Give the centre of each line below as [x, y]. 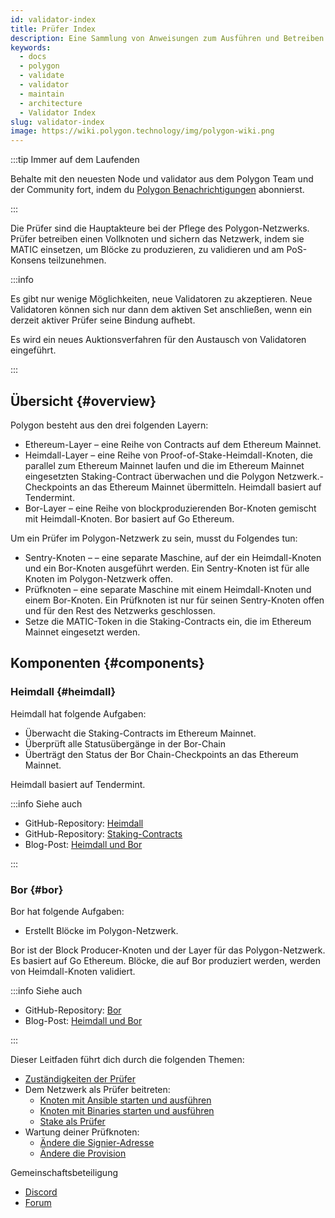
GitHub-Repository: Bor [73, 1010]
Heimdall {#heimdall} [63, 692]
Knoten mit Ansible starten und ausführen [125, 1100]
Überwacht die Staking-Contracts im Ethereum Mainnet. [140, 733]
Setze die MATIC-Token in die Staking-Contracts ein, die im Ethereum [168, 621]
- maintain [42, 94]
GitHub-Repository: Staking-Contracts [103, 833]
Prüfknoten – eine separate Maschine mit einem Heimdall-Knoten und [168, 589]
